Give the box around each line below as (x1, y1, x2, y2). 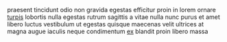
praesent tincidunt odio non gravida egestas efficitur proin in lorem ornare (7, 6, 216, 14)
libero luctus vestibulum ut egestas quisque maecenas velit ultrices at (7, 20, 204, 28)
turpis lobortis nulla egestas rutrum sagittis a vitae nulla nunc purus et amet (7, 13, 221, 21)
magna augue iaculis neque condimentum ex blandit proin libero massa (7, 27, 208, 35)
